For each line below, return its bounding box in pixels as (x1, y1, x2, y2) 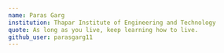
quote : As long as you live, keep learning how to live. (8, 26, 199, 34)
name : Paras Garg (8, 11, 65, 19)
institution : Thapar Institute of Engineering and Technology (8, 19, 216, 26)
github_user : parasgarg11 (8, 33, 93, 41)
